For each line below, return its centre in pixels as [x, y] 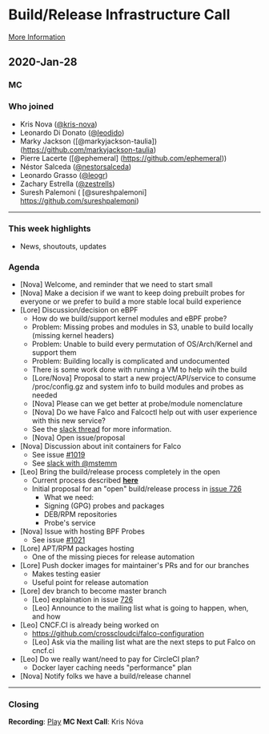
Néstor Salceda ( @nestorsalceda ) [76, 167]
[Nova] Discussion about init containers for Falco [100, 446]
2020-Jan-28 [43, 62]
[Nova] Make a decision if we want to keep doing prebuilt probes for [132, 293]
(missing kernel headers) [73, 336]
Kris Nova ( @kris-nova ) [58, 124]
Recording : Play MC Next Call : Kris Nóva [76, 722]
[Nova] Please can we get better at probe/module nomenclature [137, 404]
